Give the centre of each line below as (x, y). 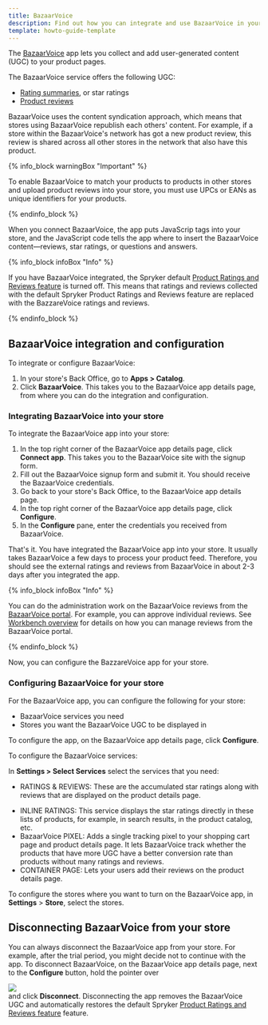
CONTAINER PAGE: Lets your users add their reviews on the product (132, 870)
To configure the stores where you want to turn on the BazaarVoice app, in (131, 894)
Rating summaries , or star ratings (74, 93)
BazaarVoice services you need (72, 716)
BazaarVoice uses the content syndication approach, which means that (125, 117)
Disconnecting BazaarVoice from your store (120, 928)
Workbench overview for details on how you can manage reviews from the (131, 623)
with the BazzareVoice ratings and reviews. (79, 303)
